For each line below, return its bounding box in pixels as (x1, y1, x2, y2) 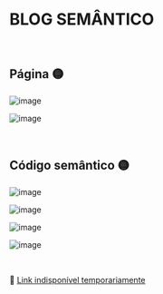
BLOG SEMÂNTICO (9, 9, 155, 30)
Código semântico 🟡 (9, 158, 129, 173)
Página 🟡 (9, 66, 64, 82)
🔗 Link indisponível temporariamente (9, 274, 146, 285)
